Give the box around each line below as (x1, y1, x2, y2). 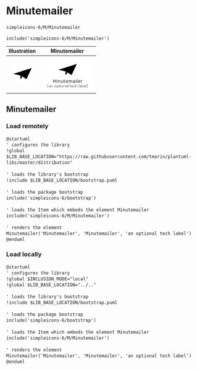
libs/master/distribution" (6, 160, 73, 165)
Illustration (8, 47, 37, 54)
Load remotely (6, 122, 49, 130)
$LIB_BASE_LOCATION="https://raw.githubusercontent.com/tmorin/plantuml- (6, 154, 192, 160)
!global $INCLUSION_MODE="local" (6, 276, 89, 282)
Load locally (6, 250, 42, 258)
